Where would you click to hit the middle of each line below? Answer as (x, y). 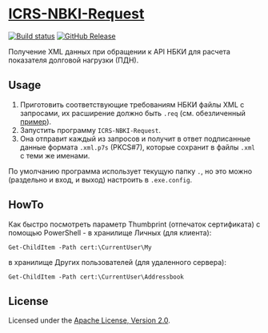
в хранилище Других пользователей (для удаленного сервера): (117, 262)
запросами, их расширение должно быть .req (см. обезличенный (133, 113)
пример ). (36, 122)
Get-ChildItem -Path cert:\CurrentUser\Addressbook (96, 277)
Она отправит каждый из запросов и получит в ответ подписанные (135, 138)
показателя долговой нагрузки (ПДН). (74, 60)
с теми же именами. (55, 155)
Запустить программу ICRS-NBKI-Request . (90, 130)
